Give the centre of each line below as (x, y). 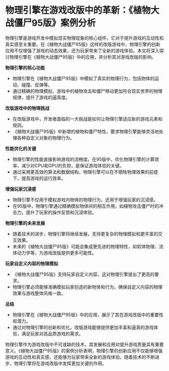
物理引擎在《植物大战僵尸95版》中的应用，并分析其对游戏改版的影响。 (82, 57)
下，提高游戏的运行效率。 (39, 178)
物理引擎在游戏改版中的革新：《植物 (78, 10)
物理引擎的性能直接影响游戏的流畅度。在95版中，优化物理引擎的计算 (83, 159)
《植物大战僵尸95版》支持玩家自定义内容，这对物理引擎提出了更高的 (83, 274)
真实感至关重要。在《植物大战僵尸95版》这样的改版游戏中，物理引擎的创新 (83, 44)
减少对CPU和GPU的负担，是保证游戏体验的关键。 (73, 165)
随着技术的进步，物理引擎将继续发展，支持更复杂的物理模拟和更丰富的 (85, 234)
